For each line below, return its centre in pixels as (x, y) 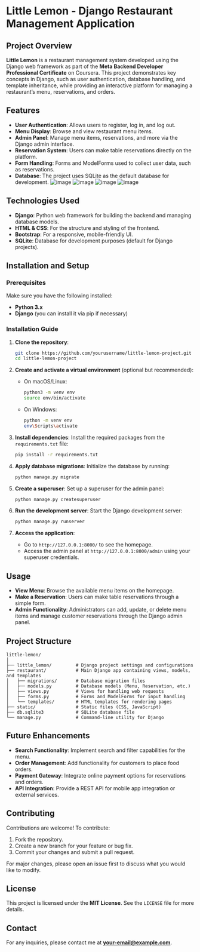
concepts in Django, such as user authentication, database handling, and (96, 79)
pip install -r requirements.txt (56, 454)
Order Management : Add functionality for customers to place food (97, 763)
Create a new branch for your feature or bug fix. (74, 846)
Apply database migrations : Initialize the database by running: (92, 466)
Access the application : (45, 533)
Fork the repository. (39, 839)
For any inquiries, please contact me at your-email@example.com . (89, 942)
